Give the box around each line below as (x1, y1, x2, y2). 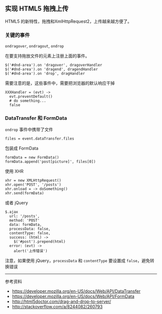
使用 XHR (5, 169, 24, 174)
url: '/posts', (9, 214, 40, 219)
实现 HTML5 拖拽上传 (5, 4, 69, 13)
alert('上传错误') (13, 249, 48, 253)
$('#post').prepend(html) (13, 239, 66, 244)
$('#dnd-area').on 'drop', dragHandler (5, 71, 85, 76)
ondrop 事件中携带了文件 (5, 126, 53, 132)
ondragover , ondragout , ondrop (5, 43, 64, 49)
